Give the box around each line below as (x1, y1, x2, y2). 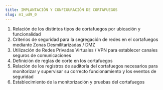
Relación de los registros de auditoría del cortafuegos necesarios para (12, 63, 158, 69)
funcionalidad (12, 31, 41, 37)
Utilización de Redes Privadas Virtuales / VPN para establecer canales (12, 47, 158, 53)
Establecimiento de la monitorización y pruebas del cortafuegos (12, 78, 145, 85)
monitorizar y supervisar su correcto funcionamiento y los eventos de (12, 68, 156, 74)
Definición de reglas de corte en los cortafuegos (12, 57, 113, 63)
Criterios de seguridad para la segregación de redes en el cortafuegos (12, 36, 158, 42)
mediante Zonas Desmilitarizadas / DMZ (12, 41, 95, 47)
